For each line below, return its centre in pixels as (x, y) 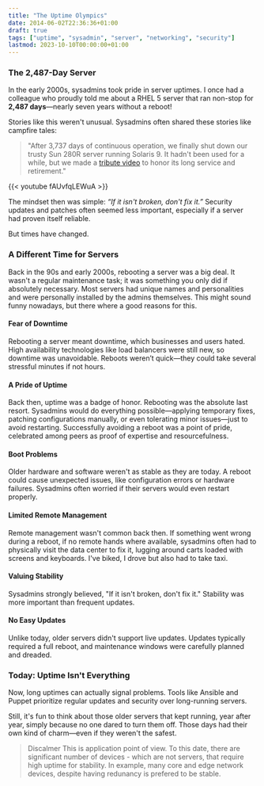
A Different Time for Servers (64, 254)
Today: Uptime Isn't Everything (69, 675)
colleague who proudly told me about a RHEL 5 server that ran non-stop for (131, 98)
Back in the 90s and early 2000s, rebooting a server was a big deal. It (122, 272)
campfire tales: (33, 131)
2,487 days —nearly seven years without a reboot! (90, 107)
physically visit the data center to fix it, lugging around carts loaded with (126, 549)
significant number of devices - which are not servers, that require (136, 757)
